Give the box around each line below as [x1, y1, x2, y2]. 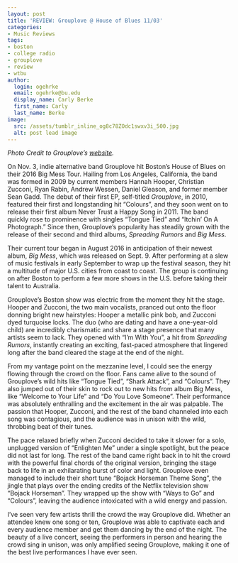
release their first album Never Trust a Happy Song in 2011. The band [7, 207, 209, 217]
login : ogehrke [13, 83, 59, 90]
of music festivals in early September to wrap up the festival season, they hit [7, 259, 231, 268]
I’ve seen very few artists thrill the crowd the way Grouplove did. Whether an [7, 510, 231, 519]
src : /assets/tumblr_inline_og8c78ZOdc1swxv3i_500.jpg [13, 122, 179, 130]
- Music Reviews [7, 30, 55, 38]
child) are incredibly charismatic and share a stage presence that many [7, 326, 215, 334]
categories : [7, 23, 42, 31]
